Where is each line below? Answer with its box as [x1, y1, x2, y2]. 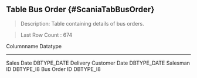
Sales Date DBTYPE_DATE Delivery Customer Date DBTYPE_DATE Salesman [6, 59, 191, 66]
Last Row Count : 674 [20, 31, 73, 38]
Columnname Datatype [6, 42, 62, 49]
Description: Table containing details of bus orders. [20, 20, 145, 27]
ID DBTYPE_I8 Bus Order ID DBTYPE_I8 [6, 65, 101, 72]
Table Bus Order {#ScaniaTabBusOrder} [6, 5, 155, 15]
